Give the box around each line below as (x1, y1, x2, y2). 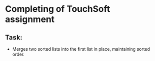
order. (12, 51, 25, 57)
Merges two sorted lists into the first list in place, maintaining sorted (12, 46, 150, 52)
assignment (5, 14, 55, 25)
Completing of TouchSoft (5, 3, 110, 15)
